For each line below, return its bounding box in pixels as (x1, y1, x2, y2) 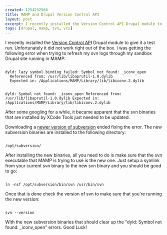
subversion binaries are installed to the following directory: (5, 129, 126, 135)
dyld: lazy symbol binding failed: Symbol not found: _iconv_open (5, 69, 146, 75)
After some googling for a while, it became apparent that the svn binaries (5, 109, 156, 115)
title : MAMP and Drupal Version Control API (5, 12, 99, 17)
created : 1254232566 (5, 7, 48, 12)
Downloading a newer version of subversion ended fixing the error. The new (5, 124, 162, 130)
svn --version (5, 210, 35, 215)
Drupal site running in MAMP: (5, 55, 66, 61)
